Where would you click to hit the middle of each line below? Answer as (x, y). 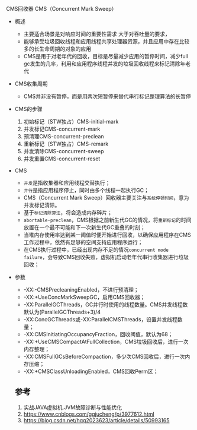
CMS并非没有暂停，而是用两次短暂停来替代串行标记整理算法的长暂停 (107, 96)
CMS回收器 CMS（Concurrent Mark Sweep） (62, 9)
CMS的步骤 (28, 109)
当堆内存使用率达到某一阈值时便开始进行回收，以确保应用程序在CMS (107, 235)
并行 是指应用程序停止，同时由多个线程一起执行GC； (86, 190)
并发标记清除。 (42, 205)
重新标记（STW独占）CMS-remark (66, 144)
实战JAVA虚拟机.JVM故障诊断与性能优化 (73, 407)
